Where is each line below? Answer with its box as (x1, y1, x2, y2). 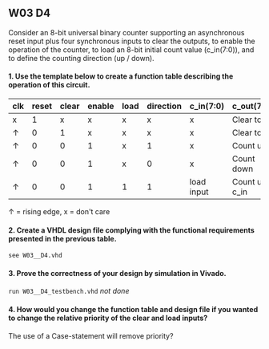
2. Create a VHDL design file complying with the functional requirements (8, 225, 255, 235)
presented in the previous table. (8, 233, 118, 243)
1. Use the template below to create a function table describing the (8, 71, 234, 81)
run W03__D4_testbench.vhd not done (8, 286, 130, 296)
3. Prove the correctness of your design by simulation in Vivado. (8, 268, 227, 278)
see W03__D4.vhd (8, 252, 62, 260)
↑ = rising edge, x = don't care (8, 207, 110, 217)
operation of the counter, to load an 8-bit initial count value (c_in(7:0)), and (8, 44, 255, 55)
